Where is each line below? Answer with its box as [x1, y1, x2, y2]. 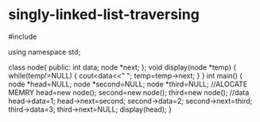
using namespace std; [8, 47, 81, 56]
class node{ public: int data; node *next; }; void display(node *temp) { [8, 62, 237, 72]
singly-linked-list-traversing [8, 6, 200, 24]
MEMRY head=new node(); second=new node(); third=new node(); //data [8, 87, 250, 97]
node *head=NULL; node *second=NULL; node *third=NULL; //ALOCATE [8, 79, 248, 89]
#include [8, 32, 37, 41]
